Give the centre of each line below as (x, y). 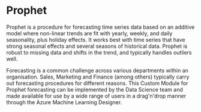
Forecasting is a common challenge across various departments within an (97, 70)
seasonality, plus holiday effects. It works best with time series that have (96, 40)
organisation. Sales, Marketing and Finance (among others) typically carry (98, 77)
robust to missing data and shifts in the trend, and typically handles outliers (99, 52)
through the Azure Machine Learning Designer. (64, 102)
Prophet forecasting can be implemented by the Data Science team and (94, 89)
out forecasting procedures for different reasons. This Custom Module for (97, 83)
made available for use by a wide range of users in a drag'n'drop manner (96, 96)
